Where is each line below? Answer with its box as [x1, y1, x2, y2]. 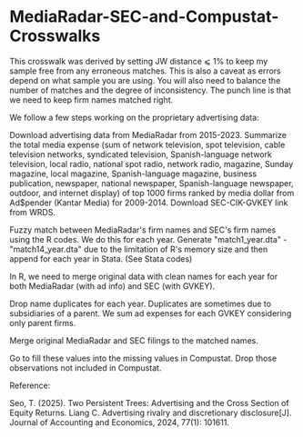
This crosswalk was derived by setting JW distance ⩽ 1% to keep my [9, 55, 268, 66]
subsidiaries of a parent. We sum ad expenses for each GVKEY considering [9, 307, 292, 319]
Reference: [9, 380, 51, 391]
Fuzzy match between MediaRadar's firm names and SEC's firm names [9, 224, 277, 235]
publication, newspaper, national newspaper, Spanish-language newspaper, [9, 177, 294, 188]
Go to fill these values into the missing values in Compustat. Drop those [9, 353, 278, 363]
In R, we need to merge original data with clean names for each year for [9, 271, 278, 282]
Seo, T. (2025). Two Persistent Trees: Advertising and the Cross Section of [9, 397, 289, 408]
